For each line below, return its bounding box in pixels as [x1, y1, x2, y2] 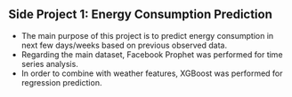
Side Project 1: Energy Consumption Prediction [8, 7, 273, 22]
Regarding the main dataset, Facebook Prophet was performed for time [20, 48, 283, 60]
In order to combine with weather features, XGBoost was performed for [20, 68, 283, 78]
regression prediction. [20, 77, 102, 87]
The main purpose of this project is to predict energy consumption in [20, 30, 274, 41]
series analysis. [20, 58, 79, 69]
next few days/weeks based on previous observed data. [20, 40, 228, 50]
